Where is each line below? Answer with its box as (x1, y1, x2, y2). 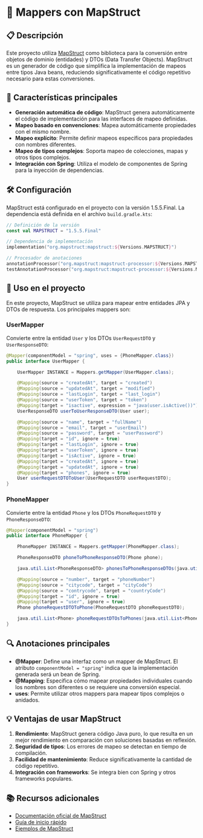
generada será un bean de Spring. (14, 670, 101, 678)
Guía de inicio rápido (14, 819, 67, 826)
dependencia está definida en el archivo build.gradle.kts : (6, 210, 153, 217)
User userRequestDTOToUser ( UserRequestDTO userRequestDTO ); (17, 475, 172, 482)
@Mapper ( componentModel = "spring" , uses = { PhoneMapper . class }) (6, 352, 174, 359)
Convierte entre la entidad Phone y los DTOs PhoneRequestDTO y (6, 509, 161, 516)
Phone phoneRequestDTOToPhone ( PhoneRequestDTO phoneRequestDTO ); (17, 604, 185, 610)
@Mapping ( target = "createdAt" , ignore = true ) (17, 458, 139, 465)
